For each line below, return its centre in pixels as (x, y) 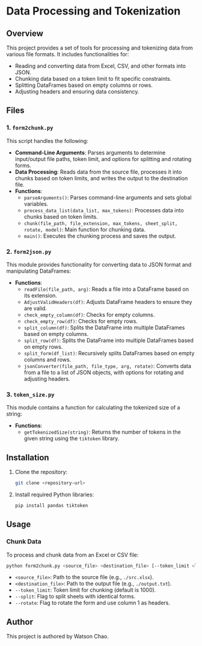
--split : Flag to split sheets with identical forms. (75, 597)
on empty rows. (43, 347)
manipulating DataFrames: (38, 271)
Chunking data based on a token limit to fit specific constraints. (93, 79)
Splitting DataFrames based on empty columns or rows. (84, 85)
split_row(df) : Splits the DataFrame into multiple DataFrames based (109, 340)
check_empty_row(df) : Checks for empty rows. (81, 321)
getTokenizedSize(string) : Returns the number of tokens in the (103, 432)
